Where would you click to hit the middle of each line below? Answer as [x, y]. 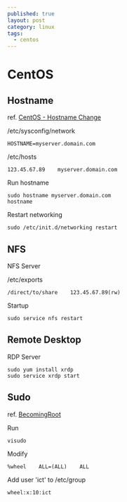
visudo [17, 441]
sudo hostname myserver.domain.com [59, 196]
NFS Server [24, 266]
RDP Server [24, 357]
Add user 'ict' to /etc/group [47, 480]
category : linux [31, 27]
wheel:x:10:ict [29, 492]
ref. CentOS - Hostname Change [54, 117]
